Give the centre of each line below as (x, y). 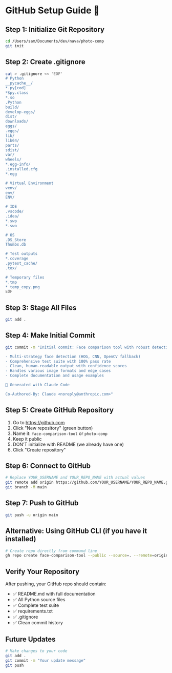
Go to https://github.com (39, 422)
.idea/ (12, 216)
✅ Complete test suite (36, 605)
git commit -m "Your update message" (46, 660)
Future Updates (30, 639)
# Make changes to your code (36, 651)
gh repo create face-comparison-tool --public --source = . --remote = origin (87, 556)
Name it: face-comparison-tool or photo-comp (60, 433)
